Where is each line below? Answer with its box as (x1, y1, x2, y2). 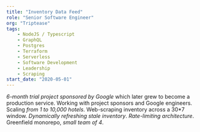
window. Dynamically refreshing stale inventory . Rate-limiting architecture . (6, 113, 195, 120)
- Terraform (17, 48, 48, 54)
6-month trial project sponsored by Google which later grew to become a (6, 93, 190, 101)
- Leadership (17, 65, 51, 71)
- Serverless (17, 54, 51, 60)
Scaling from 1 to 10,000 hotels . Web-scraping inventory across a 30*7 (6, 106, 185, 113)
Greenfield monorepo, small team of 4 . (6, 119, 104, 126)
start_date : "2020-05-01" (6, 76, 72, 82)
